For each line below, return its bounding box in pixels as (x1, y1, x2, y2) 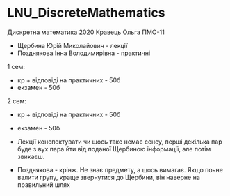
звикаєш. (17, 152, 45, 160)
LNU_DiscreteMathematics (7, 5, 165, 21)
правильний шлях (17, 180, 71, 189)
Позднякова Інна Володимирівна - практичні (17, 49, 151, 57)
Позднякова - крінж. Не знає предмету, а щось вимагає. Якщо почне (17, 165, 224, 174)
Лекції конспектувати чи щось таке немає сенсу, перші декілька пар (17, 137, 222, 146)
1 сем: (7, 62, 26, 70)
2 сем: (7, 96, 26, 105)
